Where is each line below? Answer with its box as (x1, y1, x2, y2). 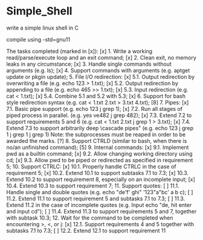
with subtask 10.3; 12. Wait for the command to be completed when (6, 214, 173, 221)
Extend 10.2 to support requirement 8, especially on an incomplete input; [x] (6, 175, 195, 183)
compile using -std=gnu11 (6, 36, 71, 43)
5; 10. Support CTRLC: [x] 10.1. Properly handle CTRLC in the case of (6, 163, 176, 170)
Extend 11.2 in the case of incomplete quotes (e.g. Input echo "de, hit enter (6, 201, 192, 209)
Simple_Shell (6, 4, 72, 18)
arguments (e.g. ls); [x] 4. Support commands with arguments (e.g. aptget (6, 66, 190, 74)
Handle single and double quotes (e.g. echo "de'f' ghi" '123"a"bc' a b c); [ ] (6, 188, 193, 195)
